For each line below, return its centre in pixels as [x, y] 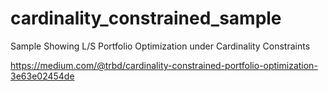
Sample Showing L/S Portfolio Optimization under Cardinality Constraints [160, 46]
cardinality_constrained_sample [146, 18]
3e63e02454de [42, 76]
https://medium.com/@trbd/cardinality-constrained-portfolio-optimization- [164, 65]
